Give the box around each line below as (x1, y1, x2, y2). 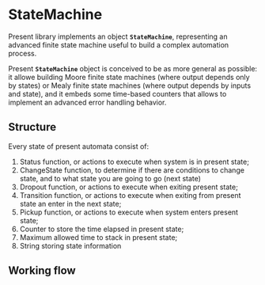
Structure (8, 120, 57, 134)
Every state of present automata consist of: (8, 141, 150, 151)
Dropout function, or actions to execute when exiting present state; (19, 182, 239, 192)
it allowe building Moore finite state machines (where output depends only (8, 72, 251, 82)
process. (8, 48, 37, 58)
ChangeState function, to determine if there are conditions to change (19, 165, 245, 175)
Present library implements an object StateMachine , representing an (8, 32, 228, 41)
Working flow (8, 264, 77, 278)
